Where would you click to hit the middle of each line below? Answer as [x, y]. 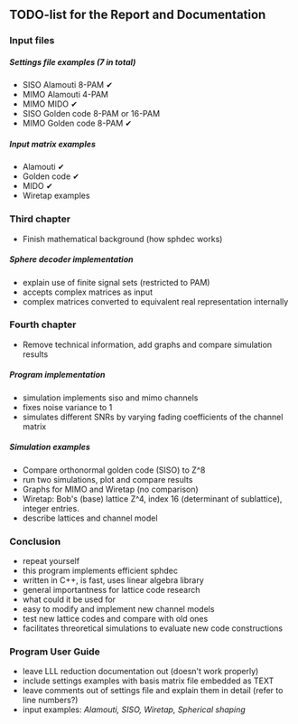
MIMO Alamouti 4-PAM [65, 95]
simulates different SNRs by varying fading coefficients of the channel [153, 417]
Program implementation [57, 375]
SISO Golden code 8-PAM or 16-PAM [91, 114]
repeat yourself [51, 561]
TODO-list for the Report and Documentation [138, 15]
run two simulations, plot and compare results [107, 479]
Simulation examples [50, 447]
